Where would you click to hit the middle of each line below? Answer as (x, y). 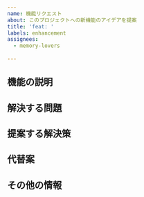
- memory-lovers (37, 46)
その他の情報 (35, 185)
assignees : (23, 40)
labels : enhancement (37, 33)
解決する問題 (35, 108)
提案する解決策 (39, 134)
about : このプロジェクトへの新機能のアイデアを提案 (72, 20)
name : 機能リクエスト (35, 14)
